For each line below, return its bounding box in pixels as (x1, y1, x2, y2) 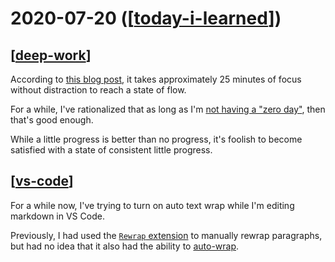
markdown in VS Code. (10, 210, 105, 222)
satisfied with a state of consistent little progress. (10, 144, 213, 156)
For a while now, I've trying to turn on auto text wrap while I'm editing (10, 199, 295, 211)
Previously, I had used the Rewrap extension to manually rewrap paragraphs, (10, 229, 323, 241)
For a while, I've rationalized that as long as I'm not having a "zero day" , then (10, 103, 326, 115)
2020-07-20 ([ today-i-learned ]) (10, 7, 282, 30)
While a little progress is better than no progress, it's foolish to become (10, 133, 303, 145)
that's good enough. (10, 114, 94, 126)
